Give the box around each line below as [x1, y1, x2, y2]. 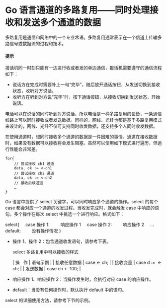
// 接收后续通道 [14, 181, 43, 186]
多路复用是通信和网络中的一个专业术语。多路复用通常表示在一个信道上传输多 [5, 34, 162, 40]
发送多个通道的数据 [22, 17, 101, 28]
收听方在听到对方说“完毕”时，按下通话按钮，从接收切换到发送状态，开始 [12, 94, 161, 100]
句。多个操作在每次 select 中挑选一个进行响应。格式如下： [5, 211, 125, 217]
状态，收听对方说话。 [12, 88, 56, 94]
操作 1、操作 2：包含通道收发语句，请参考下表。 [12, 238, 111, 244]
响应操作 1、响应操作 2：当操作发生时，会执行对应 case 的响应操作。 [12, 276, 154, 282]
